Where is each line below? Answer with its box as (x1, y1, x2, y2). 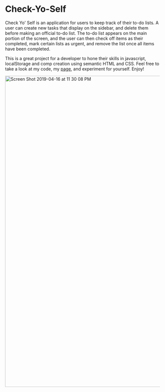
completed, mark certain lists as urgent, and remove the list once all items (5, 40, 155, 46)
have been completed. (5, 46, 51, 52)
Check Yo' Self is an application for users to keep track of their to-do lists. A (5, 20, 159, 26)
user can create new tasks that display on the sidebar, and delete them (5, 25, 149, 31)
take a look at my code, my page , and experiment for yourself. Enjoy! (5, 65, 144, 72)
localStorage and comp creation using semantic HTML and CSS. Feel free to (5, 61, 160, 66)
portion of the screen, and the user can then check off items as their (5, 35, 143, 41)
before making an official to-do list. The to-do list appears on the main (5, 30, 147, 36)
